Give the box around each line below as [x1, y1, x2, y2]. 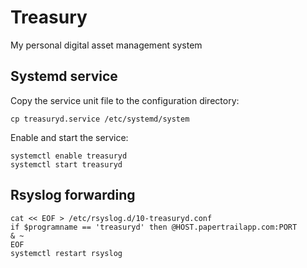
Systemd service [10, 68, 118, 85]
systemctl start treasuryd [10, 159, 123, 170]
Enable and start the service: [10, 131, 129, 143]
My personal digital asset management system [10, 39, 203, 51]
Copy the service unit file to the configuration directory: [10, 94, 240, 106]
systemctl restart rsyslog [10, 248, 123, 258]
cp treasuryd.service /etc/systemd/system [10, 114, 190, 124]
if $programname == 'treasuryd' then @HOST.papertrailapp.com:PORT [10, 222, 298, 232]
